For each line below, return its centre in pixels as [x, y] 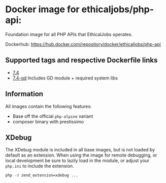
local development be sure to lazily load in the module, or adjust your [77, 161]
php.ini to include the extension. [40, 166]
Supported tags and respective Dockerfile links [81, 60]
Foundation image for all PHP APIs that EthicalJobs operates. [69, 34]
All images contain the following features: [48, 106]
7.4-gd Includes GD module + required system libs [65, 78]
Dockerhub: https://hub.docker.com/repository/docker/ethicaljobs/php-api [83, 44]
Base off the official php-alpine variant [53, 116]
